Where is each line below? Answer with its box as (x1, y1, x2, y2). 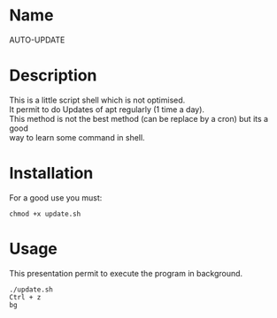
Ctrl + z (9, 292, 42, 301)
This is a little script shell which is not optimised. (9, 95, 186, 105)
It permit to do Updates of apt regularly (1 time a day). (9, 103, 205, 115)
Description (9, 65, 97, 86)
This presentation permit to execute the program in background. (9, 268, 243, 278)
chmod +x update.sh (9, 209, 81, 218)
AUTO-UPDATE (9, 34, 65, 45)
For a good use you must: (9, 192, 103, 203)
